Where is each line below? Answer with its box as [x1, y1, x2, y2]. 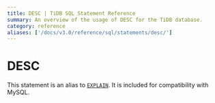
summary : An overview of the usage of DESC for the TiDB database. [7, 16, 203, 23]
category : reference [7, 23, 66, 29]
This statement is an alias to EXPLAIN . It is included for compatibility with [7, 81, 209, 89]
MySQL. [7, 88, 30, 96]
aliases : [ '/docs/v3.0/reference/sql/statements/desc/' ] [7, 29, 173, 36]
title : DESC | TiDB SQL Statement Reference [7, 10, 136, 17]
